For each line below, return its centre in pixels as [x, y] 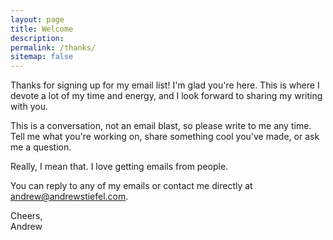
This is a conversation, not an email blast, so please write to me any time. [161, 126]
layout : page [37, 19]
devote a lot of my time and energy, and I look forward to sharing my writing [166, 96]
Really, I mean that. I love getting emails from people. [119, 167]
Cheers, [26, 216]
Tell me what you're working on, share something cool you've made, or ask [165, 137]
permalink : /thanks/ [53, 47]
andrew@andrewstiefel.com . [69, 197]
